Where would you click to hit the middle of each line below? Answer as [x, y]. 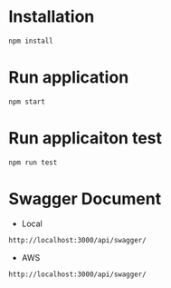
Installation [52, 17]
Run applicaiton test [85, 138]
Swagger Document [85, 199]
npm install [31, 41]
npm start [27, 102]
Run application [69, 77]
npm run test [33, 162]
